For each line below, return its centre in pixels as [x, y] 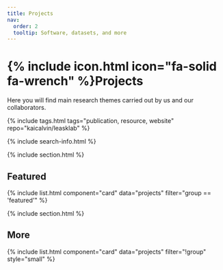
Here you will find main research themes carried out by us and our [100, 100]
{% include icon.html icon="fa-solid [112, 67]
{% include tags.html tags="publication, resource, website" [91, 121]
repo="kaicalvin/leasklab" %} [49, 128]
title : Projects [30, 13]
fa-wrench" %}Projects [75, 81]
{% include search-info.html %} [52, 142]
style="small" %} [31, 259]
